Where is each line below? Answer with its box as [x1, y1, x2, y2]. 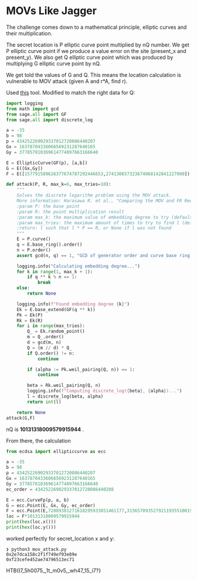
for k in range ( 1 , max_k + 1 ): [16, 269, 93, 275]
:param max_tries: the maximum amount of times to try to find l [16, 219, 180, 226]
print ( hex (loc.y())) [6, 525, 57, 531]
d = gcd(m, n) [27, 339, 62, 345]
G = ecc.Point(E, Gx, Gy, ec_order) [6, 502, 96, 508]
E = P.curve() [16, 236, 51, 242]
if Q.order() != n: [27, 350, 75, 356]
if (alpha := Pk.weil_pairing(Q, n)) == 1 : [27, 366, 135, 372]
